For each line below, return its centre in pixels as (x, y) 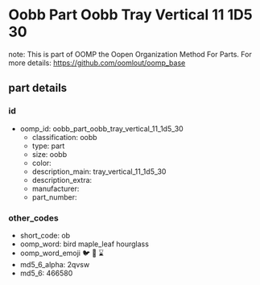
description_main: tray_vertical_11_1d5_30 (99, 171)
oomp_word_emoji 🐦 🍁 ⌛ (62, 253)
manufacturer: (56, 188)
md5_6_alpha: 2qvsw (55, 264)
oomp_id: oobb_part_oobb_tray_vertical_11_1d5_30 (101, 128)
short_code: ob (45, 235)
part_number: (54, 197)
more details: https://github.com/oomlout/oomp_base (97, 63)
